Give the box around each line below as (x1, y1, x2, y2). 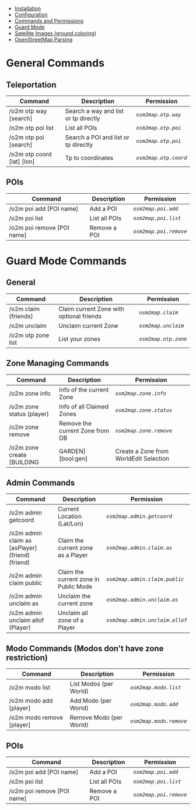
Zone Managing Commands (6, 358, 109, 368)
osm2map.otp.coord (136, 155, 187, 161)
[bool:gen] (59, 454, 88, 462)
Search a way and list (65, 107, 124, 115)
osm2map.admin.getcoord (106, 513, 173, 520)
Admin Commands (6, 478, 75, 488)
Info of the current (59, 386, 109, 394)
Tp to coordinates (65, 154, 114, 162)
